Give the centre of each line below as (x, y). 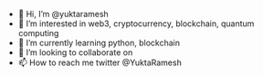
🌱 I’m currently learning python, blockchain (99, 43)
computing (38, 33)
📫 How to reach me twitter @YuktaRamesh (100, 62)
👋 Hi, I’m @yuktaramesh (63, 14)
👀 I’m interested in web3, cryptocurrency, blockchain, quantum (136, 24)
